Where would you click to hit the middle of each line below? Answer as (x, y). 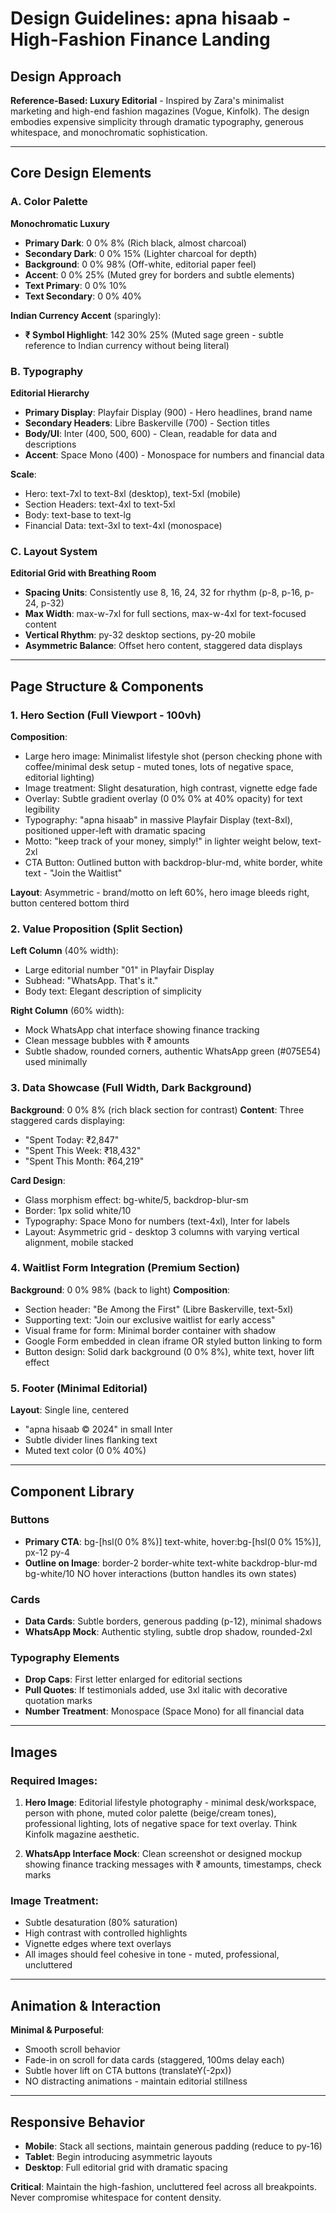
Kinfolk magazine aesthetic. (82, 1834)
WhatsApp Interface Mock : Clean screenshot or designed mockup (163, 1854)
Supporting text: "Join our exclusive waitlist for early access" (150, 1319)
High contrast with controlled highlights (106, 1933)
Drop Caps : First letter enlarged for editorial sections (133, 1679)
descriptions (50, 444)
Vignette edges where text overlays (98, 1944)
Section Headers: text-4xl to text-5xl (100, 504)
